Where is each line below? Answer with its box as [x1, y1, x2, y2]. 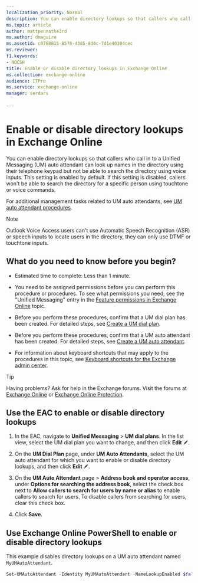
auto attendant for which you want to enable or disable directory [14, 457, 171, 464]
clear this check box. [14, 499, 66, 507]
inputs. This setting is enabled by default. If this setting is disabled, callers [6, 173, 186, 181]
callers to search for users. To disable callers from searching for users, [14, 493, 187, 500]
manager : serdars [6, 90, 49, 97]
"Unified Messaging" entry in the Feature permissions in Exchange [14, 296, 177, 303]
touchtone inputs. [6, 239, 49, 246]
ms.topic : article [6, 22, 51, 28]
